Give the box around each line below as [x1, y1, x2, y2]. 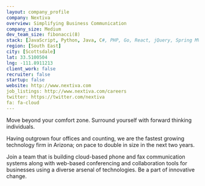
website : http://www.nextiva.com [6, 83, 92, 89]
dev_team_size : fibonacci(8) [6, 32, 81, 38]
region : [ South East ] [6, 43, 62, 49]
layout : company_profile [6, 9, 70, 15]
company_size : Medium [6, 26, 62, 32]
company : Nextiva [6, 15, 51, 21]
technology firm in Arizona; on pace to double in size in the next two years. [6, 141, 195, 148]
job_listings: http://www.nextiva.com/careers [6, 88, 127, 95]
